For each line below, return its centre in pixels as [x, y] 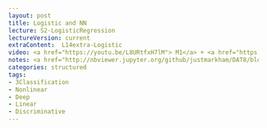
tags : [17, 75]
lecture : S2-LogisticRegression [62, 30]
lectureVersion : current [49, 38]
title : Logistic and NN [48, 23]
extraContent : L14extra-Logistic [66, 45]
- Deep [19, 97]
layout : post [30, 16]
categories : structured [48, 68]
